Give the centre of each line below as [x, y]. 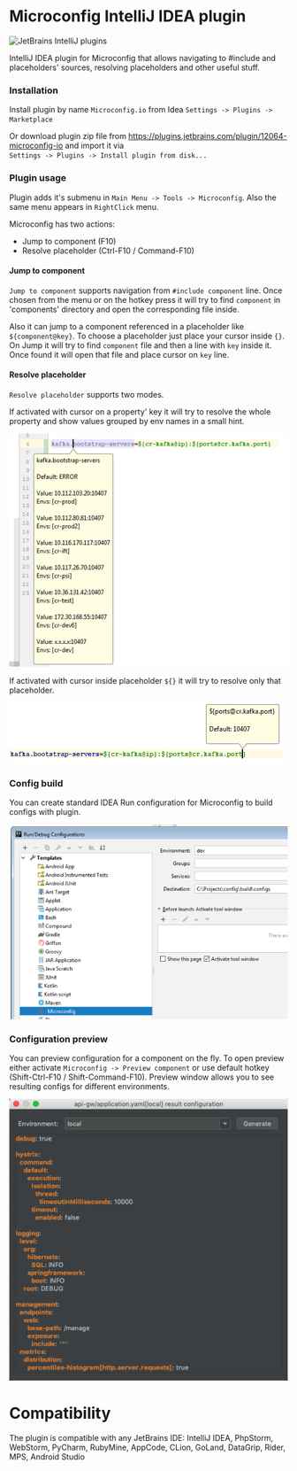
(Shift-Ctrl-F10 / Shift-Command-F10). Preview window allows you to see [142, 1077]
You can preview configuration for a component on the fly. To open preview [147, 1058]
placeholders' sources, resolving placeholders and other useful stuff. [135, 67]
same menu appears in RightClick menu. [84, 206]
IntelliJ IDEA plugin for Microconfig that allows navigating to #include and [143, 58]
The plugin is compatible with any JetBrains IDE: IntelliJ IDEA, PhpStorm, [141, 1437]
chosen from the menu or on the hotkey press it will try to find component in [145, 299]
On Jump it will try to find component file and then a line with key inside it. [141, 345]
